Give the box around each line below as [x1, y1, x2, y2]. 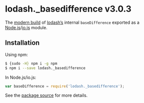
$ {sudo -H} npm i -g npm [5, 61, 57, 66]
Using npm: [5, 51, 28, 57]
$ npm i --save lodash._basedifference [5, 66, 86, 70]
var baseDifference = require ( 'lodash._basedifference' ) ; [5, 84, 125, 88]
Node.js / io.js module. [5, 24, 48, 30]
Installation [5, 39, 40, 47]
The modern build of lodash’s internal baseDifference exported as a [5, 19, 140, 25]
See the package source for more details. [5, 92, 88, 98]
